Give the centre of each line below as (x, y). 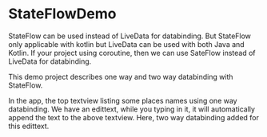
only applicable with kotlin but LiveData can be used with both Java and (127, 44)
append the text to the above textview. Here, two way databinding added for (134, 117)
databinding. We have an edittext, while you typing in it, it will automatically (132, 109)
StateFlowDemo (62, 14)
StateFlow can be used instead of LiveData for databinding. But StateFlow (130, 36)
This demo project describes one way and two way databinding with (121, 76)
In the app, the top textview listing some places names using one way (123, 100)
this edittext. (29, 126)
